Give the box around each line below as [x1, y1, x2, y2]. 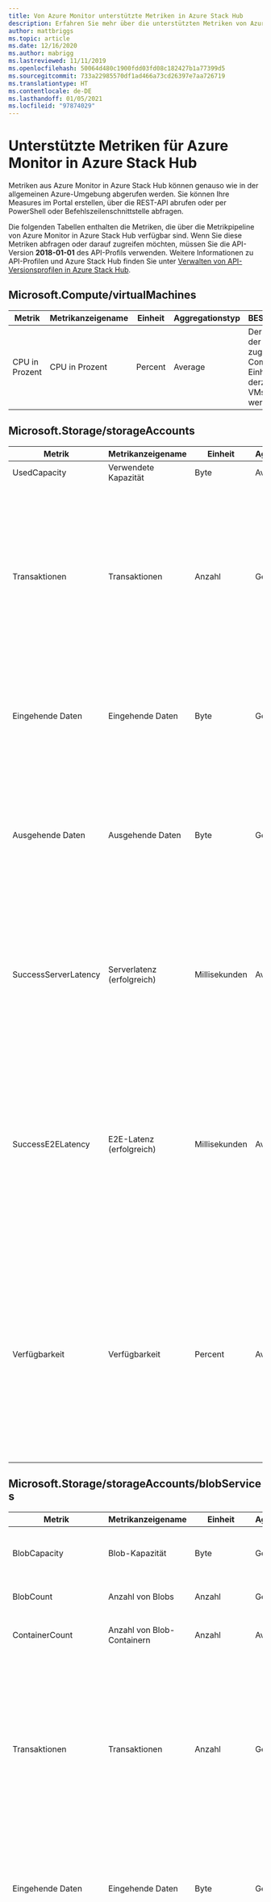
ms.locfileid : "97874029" [8, 102, 95, 110]
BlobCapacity [12, 1547, 64, 1559]
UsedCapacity [12, 466, 67, 478]
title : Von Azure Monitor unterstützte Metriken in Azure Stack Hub [8, 11, 244, 20]
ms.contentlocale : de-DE [8, 86, 92, 95]
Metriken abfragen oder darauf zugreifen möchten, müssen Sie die [8, 239, 231, 249]
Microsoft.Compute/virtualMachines [8, 288, 197, 302]
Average [173, 361, 206, 372]
